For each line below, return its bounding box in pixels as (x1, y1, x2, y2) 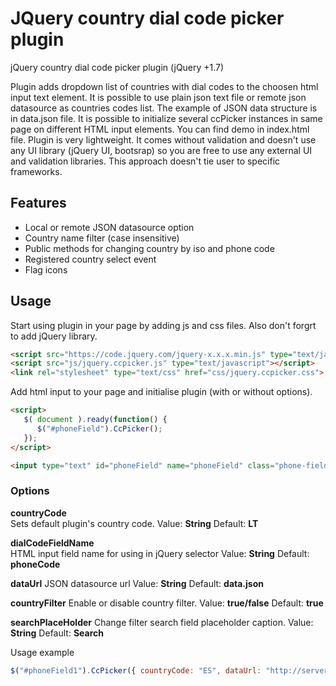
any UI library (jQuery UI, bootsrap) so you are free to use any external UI (10, 144, 313, 156)
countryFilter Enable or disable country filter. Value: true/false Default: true (10, 597, 324, 609)
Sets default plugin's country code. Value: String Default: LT (10, 517, 259, 529)
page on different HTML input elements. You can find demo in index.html (10, 123, 310, 135)
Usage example (10, 646, 75, 658)
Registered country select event (24, 253, 157, 265)
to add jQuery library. (10, 330, 98, 342)
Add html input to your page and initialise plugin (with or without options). (10, 386, 313, 398)
